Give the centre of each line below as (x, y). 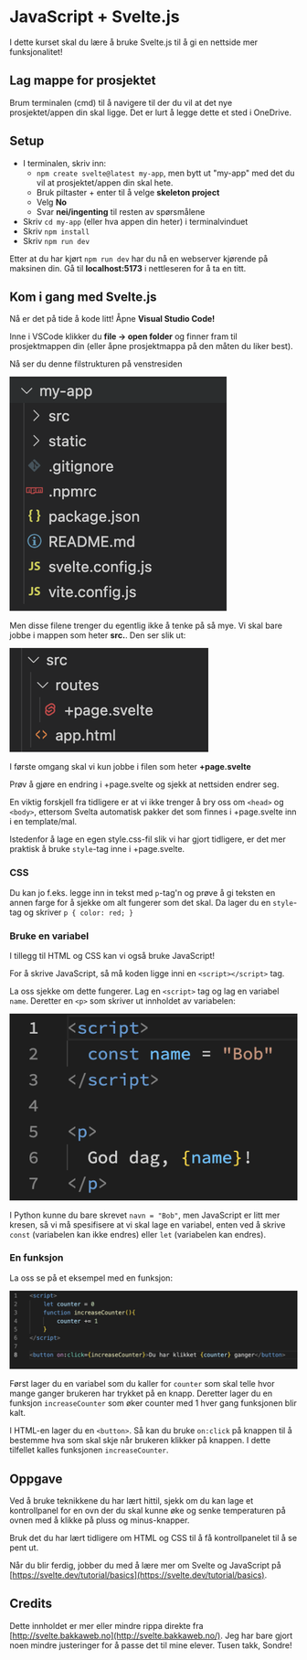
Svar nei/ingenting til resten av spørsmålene (121, 211)
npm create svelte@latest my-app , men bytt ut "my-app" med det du (165, 173)
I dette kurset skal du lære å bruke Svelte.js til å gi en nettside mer (134, 42)
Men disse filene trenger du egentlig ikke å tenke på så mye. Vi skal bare (146, 626)
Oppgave (36, 1479)
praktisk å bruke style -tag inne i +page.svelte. (97, 849)
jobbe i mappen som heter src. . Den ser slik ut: (98, 635)
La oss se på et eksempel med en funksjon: (91, 1278)
